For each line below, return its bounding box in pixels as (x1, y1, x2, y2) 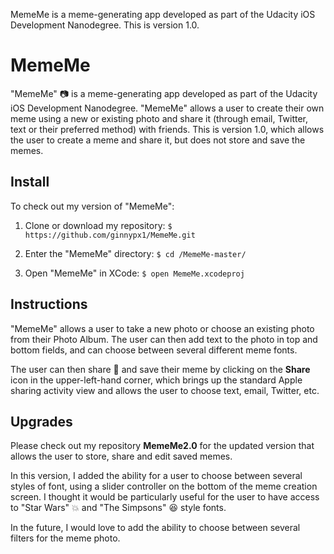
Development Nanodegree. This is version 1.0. (10, 19, 200, 31)
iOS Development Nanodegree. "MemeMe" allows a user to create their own (10, 102, 325, 114)
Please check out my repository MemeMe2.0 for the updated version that (10, 440, 315, 452)
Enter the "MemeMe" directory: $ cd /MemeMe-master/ (24, 247, 247, 259)
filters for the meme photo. (10, 532, 121, 544)
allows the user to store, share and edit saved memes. (10, 450, 233, 463)
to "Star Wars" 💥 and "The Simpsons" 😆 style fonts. (10, 502, 227, 514)
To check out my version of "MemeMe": (10, 200, 175, 212)
